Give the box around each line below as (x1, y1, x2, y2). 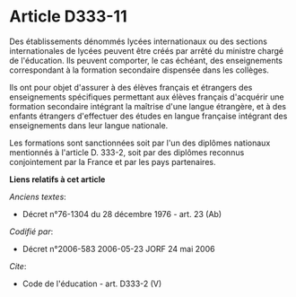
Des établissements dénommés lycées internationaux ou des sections (9, 36, 267, 47)
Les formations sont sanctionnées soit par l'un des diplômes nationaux (9, 137, 271, 148)
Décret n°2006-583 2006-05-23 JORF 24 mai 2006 (22, 243, 215, 254)
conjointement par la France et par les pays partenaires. (9, 156, 216, 167)
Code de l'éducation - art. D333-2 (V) (22, 278, 162, 289)
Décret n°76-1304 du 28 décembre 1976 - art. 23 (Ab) (22, 208, 222, 219)
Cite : (9, 260, 27, 271)
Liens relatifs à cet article (9, 173, 106, 185)
